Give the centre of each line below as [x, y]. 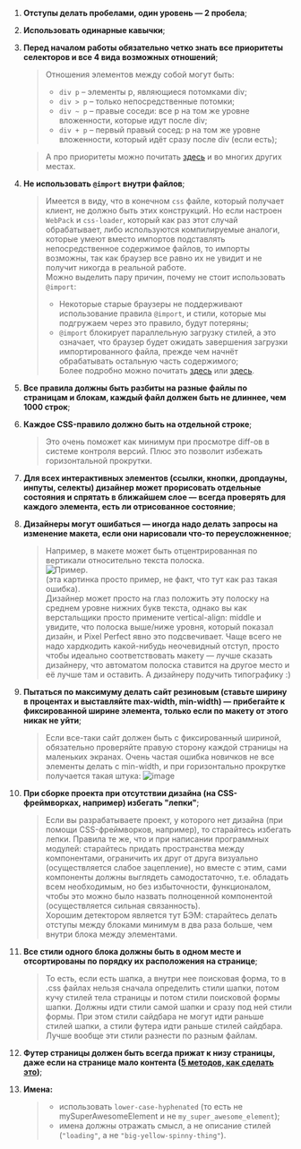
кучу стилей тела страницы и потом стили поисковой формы [163, 997]
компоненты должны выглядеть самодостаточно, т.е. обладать [167, 877]
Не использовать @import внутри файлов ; [104, 184]
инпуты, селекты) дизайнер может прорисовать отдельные [142, 488]
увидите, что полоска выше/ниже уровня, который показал [159, 627]
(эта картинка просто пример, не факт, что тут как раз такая [162, 579]
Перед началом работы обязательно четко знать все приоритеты [153, 47]
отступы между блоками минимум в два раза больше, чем [159, 925]
